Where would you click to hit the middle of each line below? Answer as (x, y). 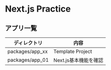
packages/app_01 (28, 60)
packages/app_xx (28, 51)
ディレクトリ (28, 43)
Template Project (72, 51)
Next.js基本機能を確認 (78, 60)
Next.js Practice (38, 9)
